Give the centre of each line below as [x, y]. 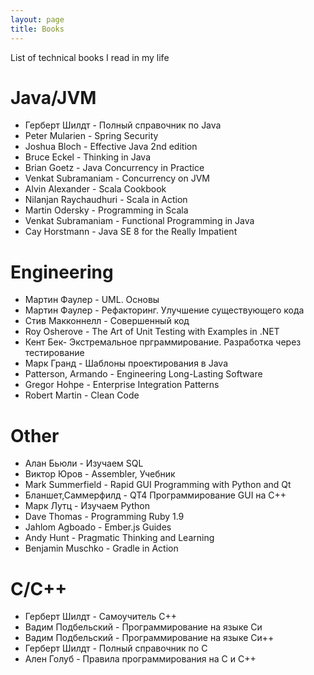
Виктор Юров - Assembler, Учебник [100, 474]
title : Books [37, 29]
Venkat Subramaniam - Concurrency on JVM [117, 178]
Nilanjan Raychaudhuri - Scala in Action [106, 200]
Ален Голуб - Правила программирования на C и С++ [140, 659]
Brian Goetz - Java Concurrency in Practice [114, 168]
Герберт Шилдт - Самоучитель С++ [101, 617]
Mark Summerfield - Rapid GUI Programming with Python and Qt [158, 485]
